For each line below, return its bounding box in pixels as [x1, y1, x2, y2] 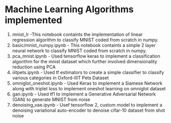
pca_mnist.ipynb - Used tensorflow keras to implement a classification [12, 53, 160, 59]
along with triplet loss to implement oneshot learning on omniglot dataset [12, 85, 166, 91]
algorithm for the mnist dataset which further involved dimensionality [12, 58, 158, 64]
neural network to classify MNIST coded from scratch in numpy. [12, 47, 147, 54]
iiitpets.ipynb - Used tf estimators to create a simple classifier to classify [12, 69, 164, 75]
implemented [5, 14, 62, 26]
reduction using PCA [12, 64, 56, 70]
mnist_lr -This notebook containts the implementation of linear [12, 31, 143, 37]
